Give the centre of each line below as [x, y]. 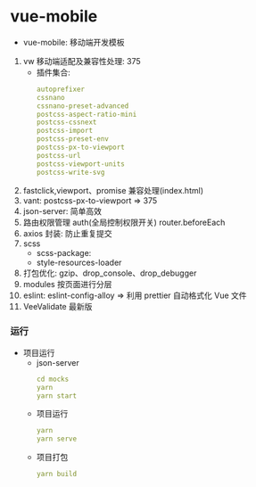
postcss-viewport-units [81, 164]
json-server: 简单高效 [62, 210]
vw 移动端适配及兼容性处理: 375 [82, 61]
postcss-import [64, 131]
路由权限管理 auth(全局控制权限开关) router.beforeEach [124, 222]
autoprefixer [61, 89]
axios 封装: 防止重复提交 [67, 233]
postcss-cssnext [66, 122]
